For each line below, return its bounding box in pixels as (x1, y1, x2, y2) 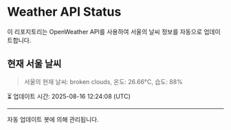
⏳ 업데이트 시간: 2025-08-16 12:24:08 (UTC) (7, 92, 131, 100)
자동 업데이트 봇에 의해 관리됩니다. (7, 115, 99, 123)
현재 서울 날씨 (7, 58, 62, 70)
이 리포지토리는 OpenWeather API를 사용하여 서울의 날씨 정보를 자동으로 (7, 27, 203, 36)
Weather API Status (7, 4, 122, 20)
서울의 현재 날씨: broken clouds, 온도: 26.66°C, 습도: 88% (23, 77, 184, 86)
